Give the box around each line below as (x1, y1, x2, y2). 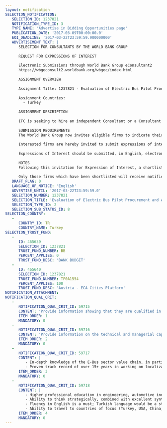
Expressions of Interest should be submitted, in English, (18, 151, 143, 156)
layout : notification (5, 7, 50, 12)
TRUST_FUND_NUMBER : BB (18, 248, 66, 253)
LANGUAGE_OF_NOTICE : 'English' (11, 184, 77, 189)
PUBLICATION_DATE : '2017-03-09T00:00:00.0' (11, 30, 103, 35)
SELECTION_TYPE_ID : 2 (11, 202, 57, 207)
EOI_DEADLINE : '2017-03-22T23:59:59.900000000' (11, 35, 112, 40)
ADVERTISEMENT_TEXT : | (11, 40, 59, 45)
